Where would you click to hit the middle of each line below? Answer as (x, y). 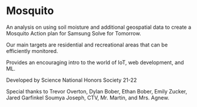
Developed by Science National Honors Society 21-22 (72, 80)
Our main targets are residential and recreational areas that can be (87, 45)
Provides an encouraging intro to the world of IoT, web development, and (95, 62)
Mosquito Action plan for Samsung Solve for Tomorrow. (74, 33)
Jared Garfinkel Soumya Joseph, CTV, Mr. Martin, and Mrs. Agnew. (88, 98)
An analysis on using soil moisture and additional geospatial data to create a (99, 27)
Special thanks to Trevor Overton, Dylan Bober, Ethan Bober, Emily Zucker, (97, 91)
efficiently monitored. (32, 51)
